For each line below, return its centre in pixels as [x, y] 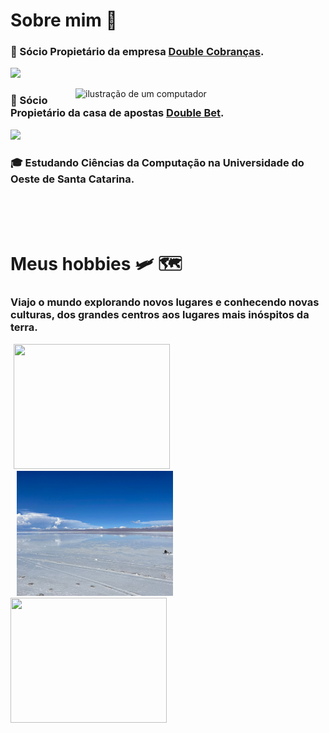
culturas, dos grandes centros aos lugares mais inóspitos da [160, 315]
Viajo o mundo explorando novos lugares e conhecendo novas [165, 302]
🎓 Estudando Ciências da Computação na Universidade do [157, 162]
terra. [24, 327]
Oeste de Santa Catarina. [72, 179]
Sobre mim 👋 [64, 20]
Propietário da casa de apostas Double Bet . [117, 113]
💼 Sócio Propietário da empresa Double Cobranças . [137, 52]
